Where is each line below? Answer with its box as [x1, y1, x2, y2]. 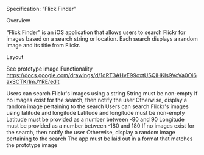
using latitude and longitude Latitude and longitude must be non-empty [6, 109, 185, 116]
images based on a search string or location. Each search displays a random [6, 35, 198, 42]
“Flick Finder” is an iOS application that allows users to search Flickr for [6, 29, 186, 36]
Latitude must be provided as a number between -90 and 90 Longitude [6, 115, 185, 123]
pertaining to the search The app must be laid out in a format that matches [6, 135, 193, 142]
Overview [6, 17, 30, 24]
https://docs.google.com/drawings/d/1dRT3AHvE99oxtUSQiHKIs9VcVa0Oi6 [6, 72, 197, 78]
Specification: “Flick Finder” [6, 5, 77, 12]
